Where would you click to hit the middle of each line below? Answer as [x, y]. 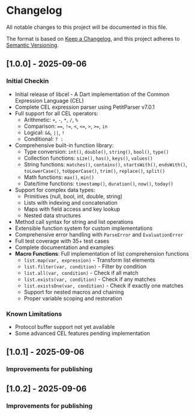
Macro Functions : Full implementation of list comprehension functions [102, 253]
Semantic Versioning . [32, 45]
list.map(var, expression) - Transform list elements [89, 260]
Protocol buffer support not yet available [65, 327]
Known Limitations [34, 314]
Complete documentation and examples [64, 247]
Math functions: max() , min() [59, 177]
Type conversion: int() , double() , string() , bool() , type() [96, 151]
